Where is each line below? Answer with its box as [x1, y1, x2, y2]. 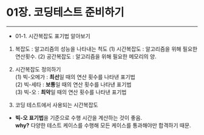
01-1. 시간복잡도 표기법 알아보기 [15, 32, 90, 39]
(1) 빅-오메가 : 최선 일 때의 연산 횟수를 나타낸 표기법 [15, 73, 135, 81]
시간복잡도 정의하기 [15, 65, 61, 73]
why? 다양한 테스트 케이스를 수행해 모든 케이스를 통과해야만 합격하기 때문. [15, 122, 191, 129]
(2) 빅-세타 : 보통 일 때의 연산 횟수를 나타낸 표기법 [15, 81, 132, 88]
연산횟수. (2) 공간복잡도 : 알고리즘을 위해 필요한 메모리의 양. [15, 53, 157, 60]
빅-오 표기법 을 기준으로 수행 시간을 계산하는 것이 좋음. [15, 114, 143, 121]
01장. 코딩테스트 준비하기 [6, 5, 124, 19]
